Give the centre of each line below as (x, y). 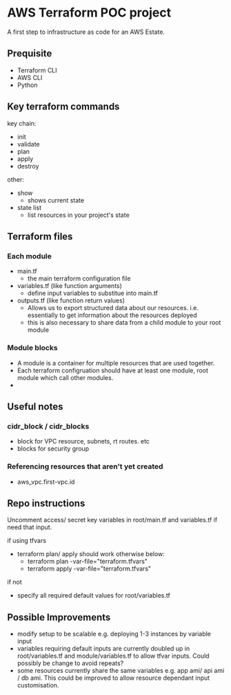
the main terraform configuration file (79, 278)
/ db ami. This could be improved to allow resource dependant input (113, 678)
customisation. (38, 685)
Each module (29, 256)
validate (28, 144)
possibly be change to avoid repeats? (70, 663)
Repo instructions (46, 503)
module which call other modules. (65, 377)
